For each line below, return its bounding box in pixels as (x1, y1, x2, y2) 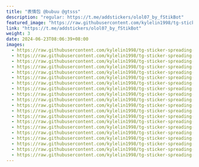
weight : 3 (6, 31, 31, 37)
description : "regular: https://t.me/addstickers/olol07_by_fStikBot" (6, 14, 184, 20)
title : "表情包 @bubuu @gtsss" (6, 8, 81, 15)
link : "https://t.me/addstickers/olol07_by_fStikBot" (6, 25, 142, 31)
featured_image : (6, 20, 46, 25)
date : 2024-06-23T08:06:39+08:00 (6, 36, 89, 42)
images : (6, 42, 25, 48)
